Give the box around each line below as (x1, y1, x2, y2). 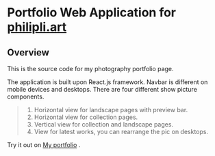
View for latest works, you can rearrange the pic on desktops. (34, 128, 209, 135)
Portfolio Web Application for (7, 5, 177, 21)
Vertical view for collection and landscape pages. (34, 120, 173, 128)
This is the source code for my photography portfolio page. (7, 65, 174, 73)
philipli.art (7, 19, 67, 35)
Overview (7, 47, 50, 58)
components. (7, 92, 45, 101)
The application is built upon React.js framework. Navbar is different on (7, 78, 208, 86)
